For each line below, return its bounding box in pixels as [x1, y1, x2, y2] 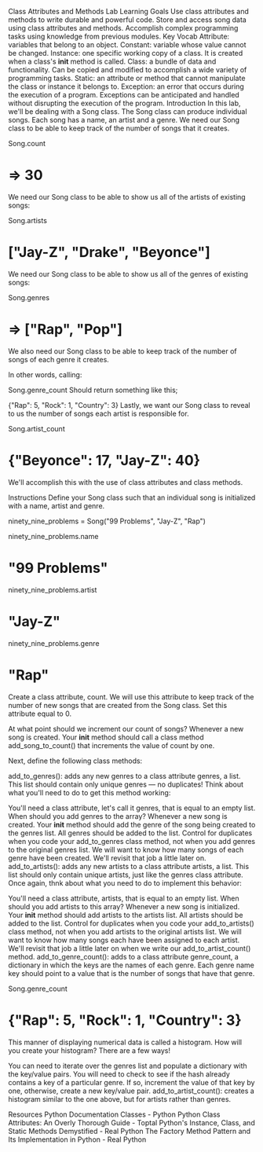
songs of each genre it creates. [8, 354, 110, 364]
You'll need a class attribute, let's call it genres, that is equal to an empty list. [8, 803, 256, 813]
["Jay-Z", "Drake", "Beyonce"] [8, 244, 210, 262]
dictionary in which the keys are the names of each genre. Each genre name [8, 960, 255, 970]
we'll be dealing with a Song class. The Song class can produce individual [8, 107, 247, 116]
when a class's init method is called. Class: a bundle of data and [8, 57, 217, 66]
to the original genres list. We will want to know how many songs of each [8, 845, 244, 854]
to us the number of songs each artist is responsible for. [8, 409, 190, 418]
